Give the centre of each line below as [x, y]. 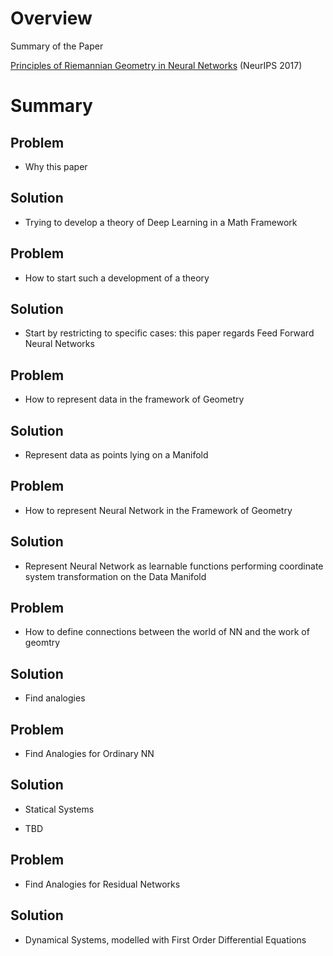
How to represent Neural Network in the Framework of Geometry [158, 510]
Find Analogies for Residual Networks [102, 884]
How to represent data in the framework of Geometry [134, 399]
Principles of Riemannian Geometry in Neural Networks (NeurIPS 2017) [156, 65]
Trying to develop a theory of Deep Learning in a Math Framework [161, 222]
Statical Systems [59, 809]
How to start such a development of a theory [117, 278]
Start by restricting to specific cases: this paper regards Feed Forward [169, 333]
